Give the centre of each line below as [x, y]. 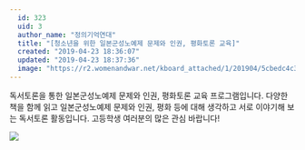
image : [30, 69]
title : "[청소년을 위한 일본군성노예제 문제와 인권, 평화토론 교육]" [129, 43]
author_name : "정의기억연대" [67, 35]
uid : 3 [30, 26]
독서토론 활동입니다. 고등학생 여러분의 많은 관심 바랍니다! [119, 118]
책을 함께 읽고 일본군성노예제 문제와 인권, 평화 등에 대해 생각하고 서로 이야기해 [148, 106]
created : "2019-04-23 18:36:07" [79, 52]
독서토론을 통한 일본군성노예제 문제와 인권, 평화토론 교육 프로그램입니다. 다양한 [149, 95]
